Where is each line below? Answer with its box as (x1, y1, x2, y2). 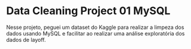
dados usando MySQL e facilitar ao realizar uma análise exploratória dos (6, 30, 185, 37)
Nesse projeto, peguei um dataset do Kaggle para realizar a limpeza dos (6, 24, 184, 31)
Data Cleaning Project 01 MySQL (6, 4, 171, 18)
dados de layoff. (6, 36, 46, 43)
